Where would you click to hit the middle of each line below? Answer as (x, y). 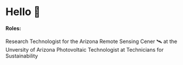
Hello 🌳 (23, 12)
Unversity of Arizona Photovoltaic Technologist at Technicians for (84, 50)
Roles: (13, 28)
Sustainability (22, 56)
